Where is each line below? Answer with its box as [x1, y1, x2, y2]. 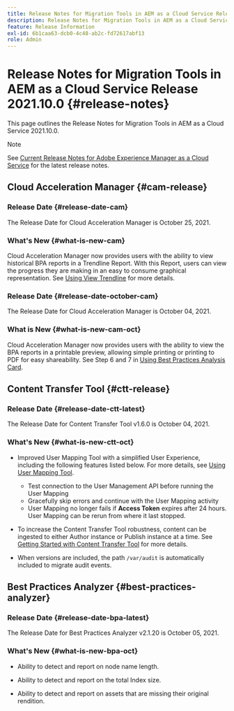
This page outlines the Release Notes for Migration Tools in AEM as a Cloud [7, 120, 224, 128]
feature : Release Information [7, 23, 95, 30]
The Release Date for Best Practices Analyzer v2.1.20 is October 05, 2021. [7, 629, 219, 637]
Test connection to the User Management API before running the [27, 482, 214, 490]
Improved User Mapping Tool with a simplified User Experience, [17, 453, 201, 461]
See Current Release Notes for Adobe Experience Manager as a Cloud [7, 154, 209, 162]
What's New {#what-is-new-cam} [7, 236, 125, 245]
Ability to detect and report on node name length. [17, 662, 159, 670]
